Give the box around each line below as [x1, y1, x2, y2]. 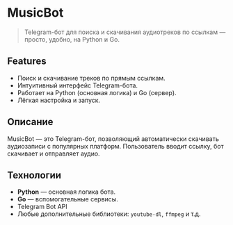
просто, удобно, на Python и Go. [24, 35, 120, 43]
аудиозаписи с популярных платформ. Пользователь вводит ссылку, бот [7, 142, 224, 150]
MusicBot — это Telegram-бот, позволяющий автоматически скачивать [7, 134, 219, 143]
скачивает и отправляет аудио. [7, 149, 100, 158]
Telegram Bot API [17, 203, 67, 211]
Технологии [7, 169, 61, 181]
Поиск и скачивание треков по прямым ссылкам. [17, 74, 166, 82]
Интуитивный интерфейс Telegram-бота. [17, 81, 138, 90]
